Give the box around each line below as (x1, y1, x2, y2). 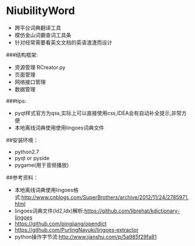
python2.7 (14, 148, 39, 155)
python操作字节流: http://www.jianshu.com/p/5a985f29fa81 (14, 233, 157, 240)
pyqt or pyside (14, 154, 50, 162)
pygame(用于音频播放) (14, 161, 69, 168)
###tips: (6, 97, 26, 104)
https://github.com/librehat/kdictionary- (84, 207, 180, 214)
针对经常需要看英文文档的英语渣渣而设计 (14, 39, 112, 46)
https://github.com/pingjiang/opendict (14, 220, 107, 227)
